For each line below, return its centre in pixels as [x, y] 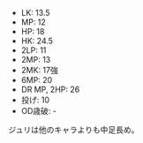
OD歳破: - [39, 111]
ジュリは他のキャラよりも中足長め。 [74, 130]
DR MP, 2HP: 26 [50, 89]
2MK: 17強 [39, 70]
